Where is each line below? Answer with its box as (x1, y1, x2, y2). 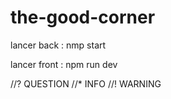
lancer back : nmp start (10, 39, 107, 51)
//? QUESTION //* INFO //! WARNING (10, 77, 162, 90)
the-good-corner (10, 6, 156, 29)
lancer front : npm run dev (10, 58, 118, 70)
